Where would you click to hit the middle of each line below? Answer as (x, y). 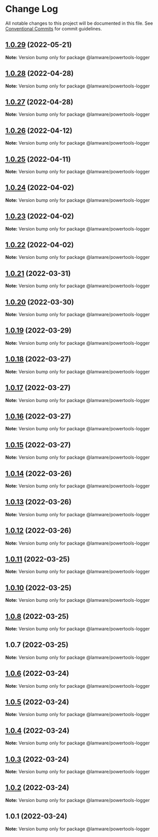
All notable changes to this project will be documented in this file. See (79, 23)
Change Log (32, 9)
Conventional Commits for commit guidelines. (54, 28)
